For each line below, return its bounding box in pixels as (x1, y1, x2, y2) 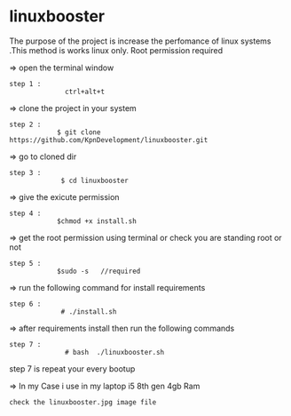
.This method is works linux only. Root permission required (9, 44, 224, 55)
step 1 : (9, 79, 42, 88)
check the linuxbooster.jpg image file (9, 397, 157, 406)
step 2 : (9, 120, 42, 129)
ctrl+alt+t (65, 87, 105, 96)
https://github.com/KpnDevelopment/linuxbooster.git (9, 135, 208, 144)
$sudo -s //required (56, 267, 141, 276)
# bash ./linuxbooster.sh (65, 348, 165, 356)
